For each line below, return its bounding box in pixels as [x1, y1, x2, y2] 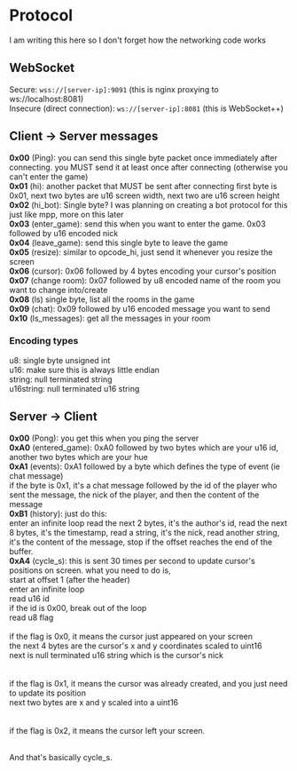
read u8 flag [9, 612, 54, 623]
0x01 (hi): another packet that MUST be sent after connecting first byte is [9, 180, 277, 191]
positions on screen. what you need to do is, [9, 565, 171, 576]
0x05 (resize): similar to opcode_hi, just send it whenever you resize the [9, 246, 273, 258]
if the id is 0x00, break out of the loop [9, 602, 147, 613]
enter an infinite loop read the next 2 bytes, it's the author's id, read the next [9, 517, 288, 529]
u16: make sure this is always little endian [9, 364, 160, 375]
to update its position [9, 688, 87, 698]
